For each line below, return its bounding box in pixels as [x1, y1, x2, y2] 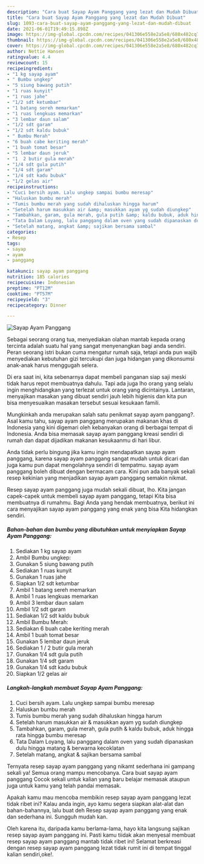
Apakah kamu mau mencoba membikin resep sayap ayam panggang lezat [7, 794, 191, 801]
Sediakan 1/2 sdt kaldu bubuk [15, 612, 90, 619]
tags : [7, 240, 21, 247]
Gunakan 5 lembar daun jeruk [15, 638, 90, 645]
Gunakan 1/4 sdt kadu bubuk [15, 664, 88, 671]
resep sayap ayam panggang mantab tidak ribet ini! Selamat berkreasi [7, 838, 182, 845]
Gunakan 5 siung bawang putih [15, 560, 94, 568]
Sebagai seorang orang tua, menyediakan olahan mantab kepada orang [7, 336, 185, 343]
